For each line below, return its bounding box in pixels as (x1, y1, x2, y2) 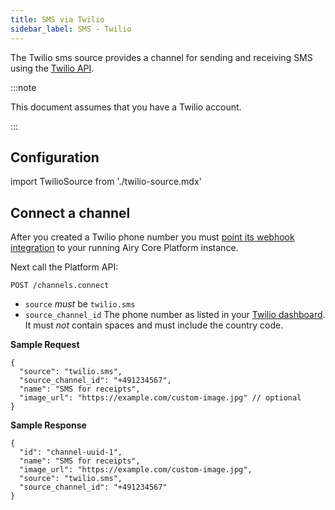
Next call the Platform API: (10, 261, 119, 273)
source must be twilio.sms (24, 298, 136, 310)
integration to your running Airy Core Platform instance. (10, 242, 239, 254)
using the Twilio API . (10, 62, 95, 74)
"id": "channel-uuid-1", (19, 447, 123, 458)
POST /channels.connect (10, 281, 110, 291)
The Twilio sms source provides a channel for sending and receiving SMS (10, 51, 313, 63)
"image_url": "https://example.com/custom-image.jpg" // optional (19, 393, 302, 403)
